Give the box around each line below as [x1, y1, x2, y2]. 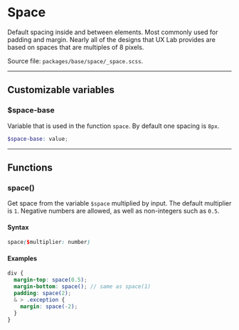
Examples [7, 254, 38, 262]
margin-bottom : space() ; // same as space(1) [14, 283, 152, 290]
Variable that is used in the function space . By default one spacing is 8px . [7, 122, 220, 130]
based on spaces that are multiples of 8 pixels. [7, 43, 144, 51]
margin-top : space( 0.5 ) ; [14, 277, 87, 284]
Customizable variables [7, 84, 115, 96]
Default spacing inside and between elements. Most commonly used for [7, 28, 218, 36]
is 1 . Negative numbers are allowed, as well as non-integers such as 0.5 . [7, 207, 220, 215]
